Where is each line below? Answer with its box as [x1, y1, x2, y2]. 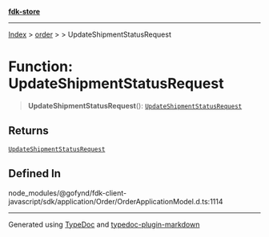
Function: [8, 57, 74, 76]
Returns [8, 124, 50, 138]
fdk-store [8, 7, 41, 16]
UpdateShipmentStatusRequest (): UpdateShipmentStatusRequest [27, 101, 243, 110]
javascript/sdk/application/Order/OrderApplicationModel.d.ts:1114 [8, 196, 223, 206]
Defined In [8, 167, 62, 180]
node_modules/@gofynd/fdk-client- [8, 188, 126, 198]
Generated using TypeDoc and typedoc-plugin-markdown [8, 219, 200, 229]
